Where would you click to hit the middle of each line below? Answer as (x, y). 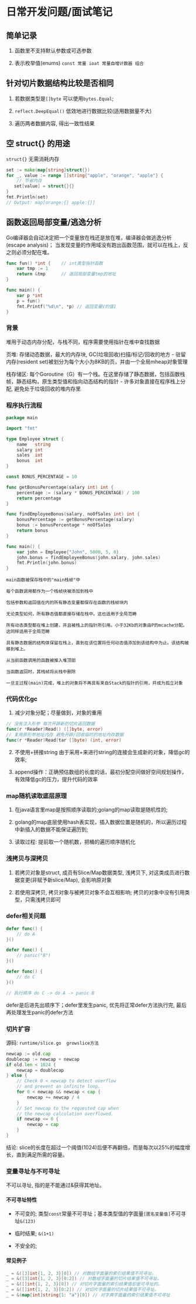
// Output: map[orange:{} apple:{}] (51, 203)
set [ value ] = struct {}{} (44, 186)
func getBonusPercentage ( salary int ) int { (60, 487)
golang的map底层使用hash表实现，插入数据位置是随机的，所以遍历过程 (101, 822)
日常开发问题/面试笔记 (59, 12)
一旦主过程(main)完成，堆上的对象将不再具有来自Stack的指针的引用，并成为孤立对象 (94, 683)
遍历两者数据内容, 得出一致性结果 (54, 123)
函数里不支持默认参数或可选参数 (53, 51)
